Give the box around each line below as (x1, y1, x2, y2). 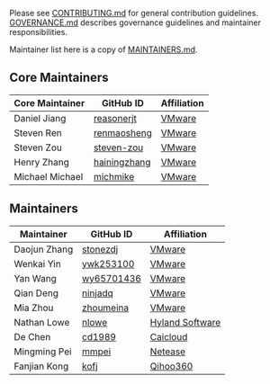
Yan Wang (13, 272, 57, 284)
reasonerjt (93, 112, 138, 124)
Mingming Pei (13, 345, 72, 358)
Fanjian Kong (13, 360, 69, 372)
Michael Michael (13, 170, 84, 183)
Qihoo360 (149, 360, 193, 372)
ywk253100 (81, 257, 135, 270)
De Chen (13, 330, 51, 343)
